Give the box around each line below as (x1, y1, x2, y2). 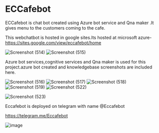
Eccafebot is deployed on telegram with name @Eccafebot (5, 103, 125, 109)
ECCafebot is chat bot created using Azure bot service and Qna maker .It (5, 20, 154, 26)
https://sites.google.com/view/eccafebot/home (5, 39, 102, 45)
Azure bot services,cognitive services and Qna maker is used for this (5, 59, 146, 65)
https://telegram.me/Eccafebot (5, 112, 68, 119)
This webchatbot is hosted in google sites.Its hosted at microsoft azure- (5, 34, 152, 40)
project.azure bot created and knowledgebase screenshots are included (5, 64, 153, 70)
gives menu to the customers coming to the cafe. (5, 25, 106, 31)
